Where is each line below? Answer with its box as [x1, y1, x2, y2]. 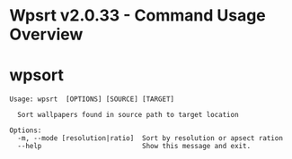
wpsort [9, 65, 65, 86]
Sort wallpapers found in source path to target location [17, 111, 240, 120]
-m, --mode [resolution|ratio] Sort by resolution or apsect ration [17, 134, 283, 143]
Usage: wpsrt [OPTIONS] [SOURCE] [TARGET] [9, 95, 175, 104]
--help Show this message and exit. [17, 142, 252, 151]
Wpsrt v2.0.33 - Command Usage [9, 5, 267, 26]
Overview [9, 24, 84, 45]
